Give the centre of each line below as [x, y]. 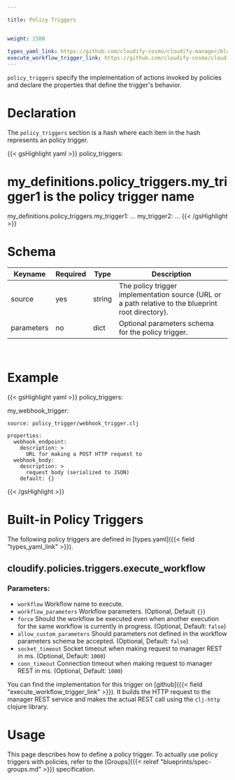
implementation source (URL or [170, 295]
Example [33, 378]
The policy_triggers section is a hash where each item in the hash [104, 133]
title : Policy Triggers [42, 20]
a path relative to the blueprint [168, 304]
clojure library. [28, 707]
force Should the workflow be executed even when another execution [118, 618]
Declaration [42, 113]
